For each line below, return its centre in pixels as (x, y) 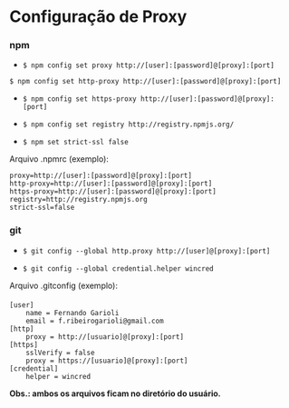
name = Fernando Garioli (72, 313)
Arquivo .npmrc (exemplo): (59, 159)
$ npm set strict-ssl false (75, 143)
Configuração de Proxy (98, 17)
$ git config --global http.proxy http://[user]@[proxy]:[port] (146, 251)
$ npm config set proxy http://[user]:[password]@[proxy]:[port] (148, 65)
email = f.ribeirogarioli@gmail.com (95, 321)
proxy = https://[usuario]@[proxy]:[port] (107, 361)
